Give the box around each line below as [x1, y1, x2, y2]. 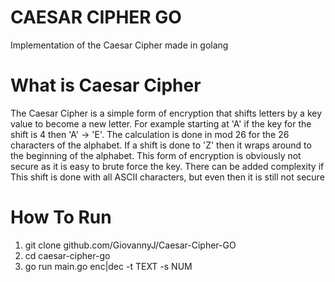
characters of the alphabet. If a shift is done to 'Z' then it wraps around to [10, 139, 312, 151]
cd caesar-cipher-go [24, 249, 111, 261]
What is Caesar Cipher [10, 74, 202, 97]
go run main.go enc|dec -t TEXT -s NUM [24, 260, 193, 272]
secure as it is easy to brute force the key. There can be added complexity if [10, 160, 325, 172]
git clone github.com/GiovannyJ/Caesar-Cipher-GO [24, 239, 237, 251]
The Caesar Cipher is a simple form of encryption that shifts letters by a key [10, 107, 323, 119]
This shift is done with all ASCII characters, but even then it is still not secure [10, 171, 325, 183]
